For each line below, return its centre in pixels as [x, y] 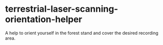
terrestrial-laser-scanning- [62, 9]
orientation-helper [44, 19]
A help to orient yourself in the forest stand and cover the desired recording [82, 33]
